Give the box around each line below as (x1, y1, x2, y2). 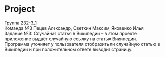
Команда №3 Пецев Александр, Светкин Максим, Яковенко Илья (4, 25, 144, 31)
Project (4, 3, 35, 15)
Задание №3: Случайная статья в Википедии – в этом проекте (4, 30, 137, 36)
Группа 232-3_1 (4, 20, 37, 26)
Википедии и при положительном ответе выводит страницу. (4, 46, 133, 52)
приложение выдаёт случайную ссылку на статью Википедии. (4, 36, 137, 42)
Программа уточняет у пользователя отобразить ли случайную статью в (4, 41, 160, 47)
